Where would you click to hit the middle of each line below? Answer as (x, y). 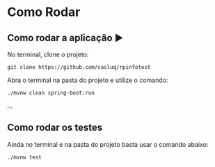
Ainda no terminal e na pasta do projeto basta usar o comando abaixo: (108, 144)
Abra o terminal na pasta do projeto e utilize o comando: (88, 80)
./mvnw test (24, 157)
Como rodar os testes (55, 128)
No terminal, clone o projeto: (48, 54)
